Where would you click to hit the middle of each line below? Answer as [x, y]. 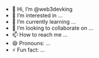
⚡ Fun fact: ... [28, 50]
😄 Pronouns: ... [31, 43]
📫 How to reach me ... [40, 35]
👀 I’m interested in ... [37, 15]
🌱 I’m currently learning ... [44, 22]
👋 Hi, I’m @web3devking [42, 9]
